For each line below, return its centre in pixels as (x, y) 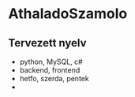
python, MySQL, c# (51, 62)
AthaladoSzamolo (68, 14)
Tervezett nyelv (47, 43)
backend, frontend (50, 70)
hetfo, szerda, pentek (54, 78)
